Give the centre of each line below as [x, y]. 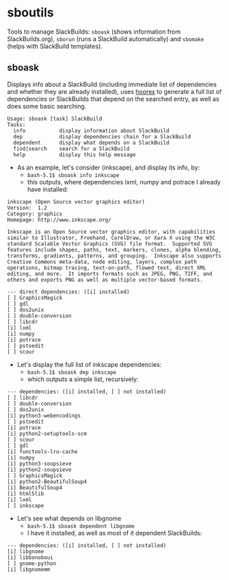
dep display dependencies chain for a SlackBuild [102, 136]
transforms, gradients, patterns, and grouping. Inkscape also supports [114, 256]
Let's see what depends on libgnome [69, 518]
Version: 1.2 [27, 208]
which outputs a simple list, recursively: [83, 379]
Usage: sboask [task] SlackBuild [55, 119]
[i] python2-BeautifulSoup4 [47, 481]
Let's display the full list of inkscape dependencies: [89, 364]
